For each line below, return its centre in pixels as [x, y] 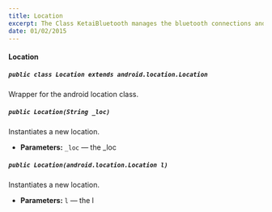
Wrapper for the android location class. [74, 94]
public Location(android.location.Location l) [88, 165]
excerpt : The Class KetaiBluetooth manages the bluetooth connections [130, 23]
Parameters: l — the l [57, 200]
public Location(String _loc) [59, 112]
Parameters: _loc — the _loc [68, 147]
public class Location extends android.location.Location [108, 74]
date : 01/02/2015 [38, 31]
